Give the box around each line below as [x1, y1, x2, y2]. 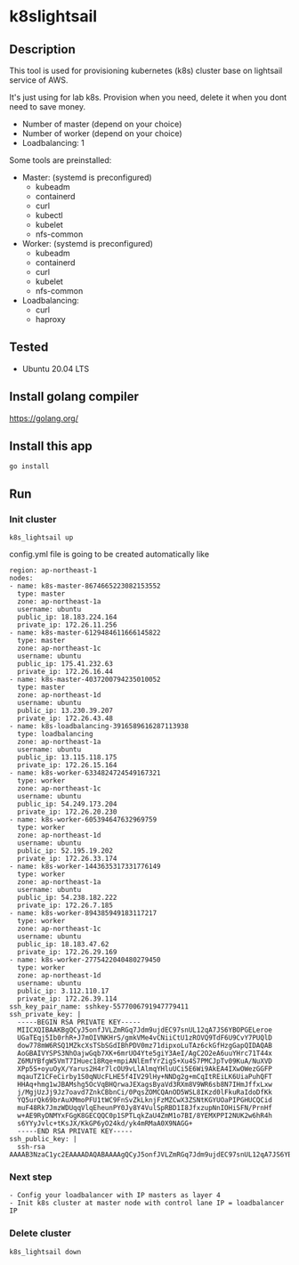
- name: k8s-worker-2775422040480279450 [9, 955, 162, 965]
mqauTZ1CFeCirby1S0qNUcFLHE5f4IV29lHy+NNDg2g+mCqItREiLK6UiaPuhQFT [17, 1073, 273, 1082]
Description [9, 42, 76, 57]
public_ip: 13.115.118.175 [17, 753, 117, 762]
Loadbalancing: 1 [21, 138, 85, 148]
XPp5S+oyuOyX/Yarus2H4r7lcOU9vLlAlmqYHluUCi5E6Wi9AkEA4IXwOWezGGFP [17, 1065, 273, 1074]
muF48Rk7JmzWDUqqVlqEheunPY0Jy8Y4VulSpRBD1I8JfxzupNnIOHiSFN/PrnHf [17, 1104, 273, 1113]
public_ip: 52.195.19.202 [17, 847, 114, 855]
